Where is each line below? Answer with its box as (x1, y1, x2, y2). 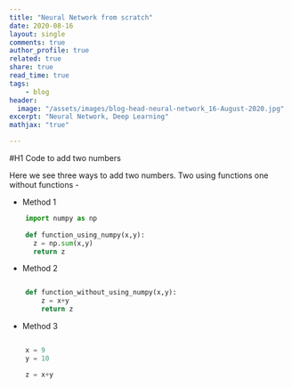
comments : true (9, 37, 66, 47)
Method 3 (21, 321, 59, 331)
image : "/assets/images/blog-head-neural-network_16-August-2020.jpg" (17, 104, 285, 113)
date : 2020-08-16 (9, 21, 74, 30)
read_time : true (9, 71, 69, 80)
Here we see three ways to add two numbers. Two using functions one (9, 170, 269, 181)
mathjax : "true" (9, 121, 69, 130)
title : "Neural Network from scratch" (9, 12, 153, 22)
